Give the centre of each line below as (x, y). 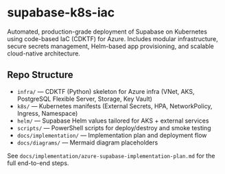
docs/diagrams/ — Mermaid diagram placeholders (87, 142)
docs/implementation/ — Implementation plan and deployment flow (112, 135)
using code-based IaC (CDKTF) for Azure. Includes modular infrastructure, (113, 38)
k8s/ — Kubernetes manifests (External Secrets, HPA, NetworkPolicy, (115, 106)
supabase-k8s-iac (61, 13)
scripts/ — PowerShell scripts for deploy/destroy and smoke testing (114, 127)
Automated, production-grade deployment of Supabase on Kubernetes (107, 32)
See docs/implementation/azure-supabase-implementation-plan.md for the (111, 156)
